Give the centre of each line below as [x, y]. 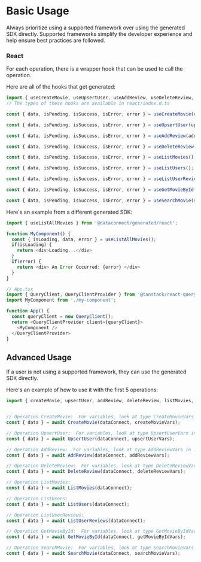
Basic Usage [38, 11]
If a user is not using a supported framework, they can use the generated [96, 372]
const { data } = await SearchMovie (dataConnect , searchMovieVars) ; [93, 554]
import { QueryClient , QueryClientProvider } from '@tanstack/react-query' [103, 294]
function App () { [28, 311]
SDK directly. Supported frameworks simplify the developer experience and [99, 34]
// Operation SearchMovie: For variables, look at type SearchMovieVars [100, 548]
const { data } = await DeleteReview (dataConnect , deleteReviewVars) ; [96, 472]
